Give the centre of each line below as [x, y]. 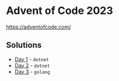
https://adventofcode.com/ [39, 27]
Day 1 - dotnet [32, 59]
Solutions [24, 45]
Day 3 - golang [32, 72]
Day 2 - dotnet [32, 65]
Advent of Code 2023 [59, 11]
